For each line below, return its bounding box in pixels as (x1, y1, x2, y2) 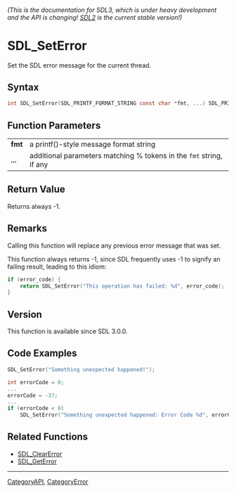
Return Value (7, 184, 65, 196)
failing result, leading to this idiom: (7, 262, 107, 271)
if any (29, 160, 48, 169)
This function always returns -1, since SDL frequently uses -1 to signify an (7, 255, 221, 263)
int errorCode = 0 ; (7, 378, 65, 386)
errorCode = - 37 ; (7, 392, 58, 399)
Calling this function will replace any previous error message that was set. (7, 241, 221, 250)
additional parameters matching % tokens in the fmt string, (29, 151, 223, 161)
